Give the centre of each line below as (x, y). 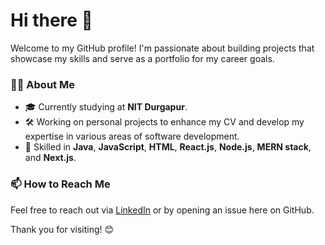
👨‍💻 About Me (42, 84)
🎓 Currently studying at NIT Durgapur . (106, 107)
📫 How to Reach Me (60, 184)
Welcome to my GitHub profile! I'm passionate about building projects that (162, 48)
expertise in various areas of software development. (132, 136)
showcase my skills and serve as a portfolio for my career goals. (142, 58)
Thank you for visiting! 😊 (62, 229)
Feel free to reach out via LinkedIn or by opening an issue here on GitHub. (162, 210)
